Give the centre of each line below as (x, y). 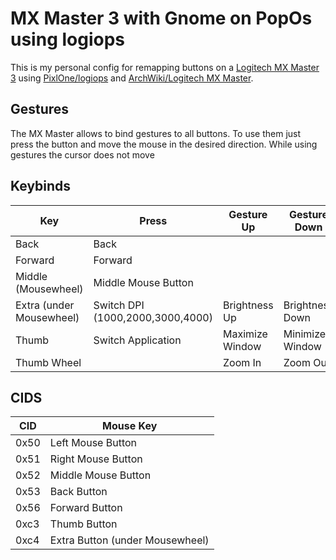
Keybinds (41, 186)
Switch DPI (119, 305)
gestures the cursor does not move (82, 154)
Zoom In (242, 362)
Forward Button (86, 508)
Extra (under (45, 305)
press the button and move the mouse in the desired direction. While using (164, 144)
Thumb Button (83, 524)
